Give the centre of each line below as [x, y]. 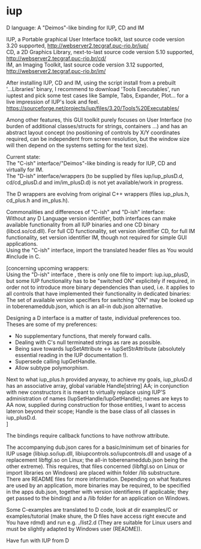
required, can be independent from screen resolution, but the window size [98, 138]
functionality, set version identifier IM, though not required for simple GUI [97, 237]
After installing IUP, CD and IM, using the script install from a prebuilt [91, 83]
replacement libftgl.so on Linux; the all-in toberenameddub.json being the [97, 460]
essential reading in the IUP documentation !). [71, 355]
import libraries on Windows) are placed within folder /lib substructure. [94, 472]
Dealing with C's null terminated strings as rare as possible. [88, 342]
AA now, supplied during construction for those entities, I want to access [96, 405]
